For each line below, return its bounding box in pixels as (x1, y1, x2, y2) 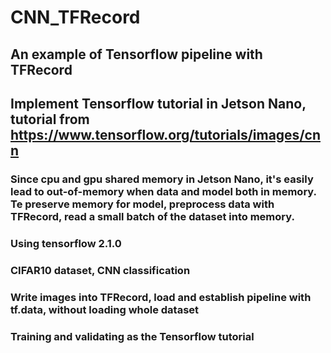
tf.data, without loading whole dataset (10, 302, 200, 316)
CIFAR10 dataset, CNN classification (10, 263, 191, 277)
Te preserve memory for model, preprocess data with (10, 197, 275, 211)
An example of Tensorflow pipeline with (10, 46, 263, 63)
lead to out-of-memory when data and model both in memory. (10, 184, 317, 198)
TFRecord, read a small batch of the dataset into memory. (10, 209, 295, 223)
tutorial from (10, 111, 90, 128)
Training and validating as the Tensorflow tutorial (10, 329, 255, 343)
